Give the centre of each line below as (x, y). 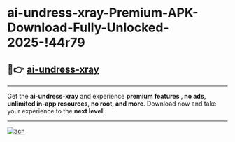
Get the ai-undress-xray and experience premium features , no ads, (107, 96)
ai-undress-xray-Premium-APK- (103, 13)
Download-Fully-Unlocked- (88, 28)
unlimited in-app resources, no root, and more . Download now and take (112, 104)
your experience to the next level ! (56, 111)
